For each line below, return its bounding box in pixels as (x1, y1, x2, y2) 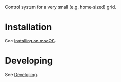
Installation (5, 22, 52, 33)
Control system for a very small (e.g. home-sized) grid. (5, 4, 117, 10)
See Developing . (5, 71, 38, 77)
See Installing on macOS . (5, 38, 56, 43)
